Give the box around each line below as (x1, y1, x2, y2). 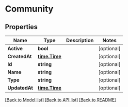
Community (5, 3, 54, 15)
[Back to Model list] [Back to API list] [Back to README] (5, 97, 116, 103)
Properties (5, 23, 38, 31)
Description (66, 37, 94, 44)
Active (7, 45, 23, 52)
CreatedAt (7, 53, 32, 60)
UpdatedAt (7, 85, 33, 91)
